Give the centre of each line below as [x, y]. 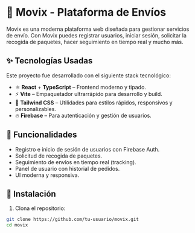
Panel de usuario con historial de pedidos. [67, 168]
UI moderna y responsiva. [47, 175]
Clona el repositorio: [40, 208]
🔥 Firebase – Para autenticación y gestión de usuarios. [83, 115]
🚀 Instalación [31, 193]
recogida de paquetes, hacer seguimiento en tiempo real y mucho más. [95, 42]
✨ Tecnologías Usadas [50, 61]
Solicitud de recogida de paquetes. [59, 156]
